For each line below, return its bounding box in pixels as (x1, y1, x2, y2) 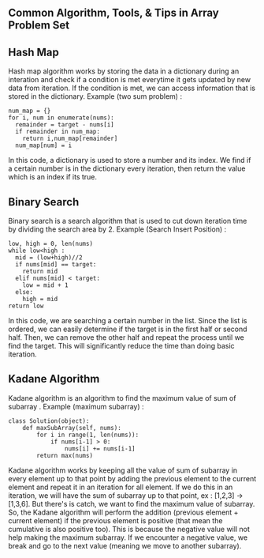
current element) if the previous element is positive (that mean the (8, 515, 223, 525)
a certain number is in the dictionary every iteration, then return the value (8, 164, 246, 173)
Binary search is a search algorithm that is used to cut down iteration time (8, 217, 247, 226)
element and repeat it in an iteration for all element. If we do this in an (8, 482, 233, 492)
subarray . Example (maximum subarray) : (8, 402, 144, 411)
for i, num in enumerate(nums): (8, 114, 114, 122)
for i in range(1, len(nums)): (36, 431, 139, 439)
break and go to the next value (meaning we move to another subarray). (8, 541, 242, 550)
